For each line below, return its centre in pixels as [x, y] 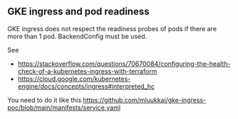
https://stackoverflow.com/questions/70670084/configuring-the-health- [124, 64]
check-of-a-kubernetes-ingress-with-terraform [87, 71]
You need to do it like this [45, 100]
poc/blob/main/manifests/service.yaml [64, 107]
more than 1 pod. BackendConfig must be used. [77, 36]
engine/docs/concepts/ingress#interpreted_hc [86, 86]
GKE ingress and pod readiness [78, 12]
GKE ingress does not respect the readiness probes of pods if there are [112, 28]
